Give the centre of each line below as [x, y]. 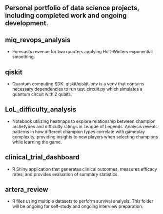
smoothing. [23, 57]
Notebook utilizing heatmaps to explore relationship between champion [84, 121]
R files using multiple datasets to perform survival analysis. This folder [83, 201]
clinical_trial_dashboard [42, 157]
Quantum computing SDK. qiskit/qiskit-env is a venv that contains [78, 84]
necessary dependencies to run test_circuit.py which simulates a [77, 89]
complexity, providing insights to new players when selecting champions [85, 136]
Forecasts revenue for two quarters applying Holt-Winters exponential [82, 52]
